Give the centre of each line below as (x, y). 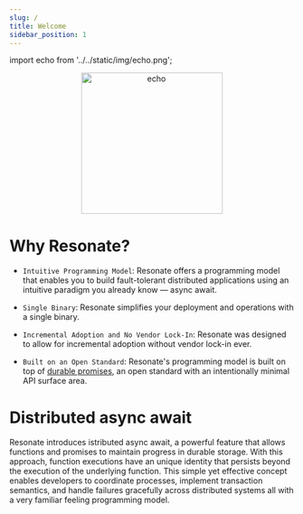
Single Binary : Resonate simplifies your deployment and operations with (158, 307)
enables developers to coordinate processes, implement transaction (136, 481)
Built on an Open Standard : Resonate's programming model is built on (154, 361)
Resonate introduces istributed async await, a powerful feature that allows (147, 443)
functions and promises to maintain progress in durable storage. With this (146, 452)
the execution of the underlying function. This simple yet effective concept (148, 472)
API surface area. (55, 381)
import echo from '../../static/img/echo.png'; (91, 61)
